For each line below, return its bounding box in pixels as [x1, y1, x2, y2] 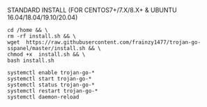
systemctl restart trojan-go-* [7, 88, 98, 94]
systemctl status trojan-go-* [7, 81, 95, 88]
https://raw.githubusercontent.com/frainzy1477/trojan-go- [25, 39, 201, 46]
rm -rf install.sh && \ [7, 33, 77, 40]
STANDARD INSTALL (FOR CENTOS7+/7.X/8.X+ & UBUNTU [7, 6, 177, 14]
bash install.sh [7, 57, 54, 64]
